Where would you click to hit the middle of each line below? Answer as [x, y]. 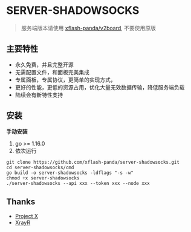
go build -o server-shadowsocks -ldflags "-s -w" [70, 173]
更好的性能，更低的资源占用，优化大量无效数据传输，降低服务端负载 [100, 87]
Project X [26, 216]
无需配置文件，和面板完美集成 [52, 72]
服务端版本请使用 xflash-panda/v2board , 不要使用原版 [88, 28]
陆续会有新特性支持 [39, 95]
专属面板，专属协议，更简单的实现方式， [65, 80]
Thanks [21, 201]
